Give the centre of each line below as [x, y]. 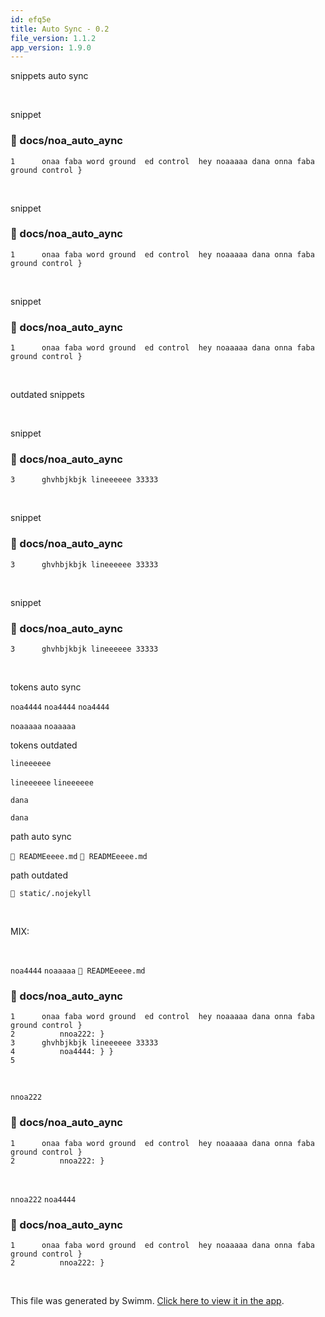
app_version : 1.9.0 [51, 47]
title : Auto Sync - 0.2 [60, 29]
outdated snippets [47, 395]
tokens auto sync [46, 687]
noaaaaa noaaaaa [43, 727]
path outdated [39, 875]
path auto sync [41, 837]
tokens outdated [44, 745]
